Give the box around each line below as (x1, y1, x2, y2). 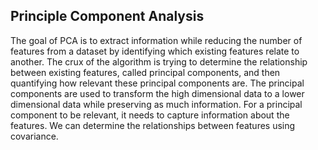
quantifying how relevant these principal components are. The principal (10, 77, 305, 89)
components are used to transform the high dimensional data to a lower (10, 87, 305, 99)
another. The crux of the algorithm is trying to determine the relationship (10, 55, 308, 68)
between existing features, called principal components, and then (10, 66, 281, 78)
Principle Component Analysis (10, 8, 205, 25)
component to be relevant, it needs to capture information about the (10, 109, 290, 121)
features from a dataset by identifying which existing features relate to (10, 45, 300, 57)
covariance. (10, 130, 59, 142)
